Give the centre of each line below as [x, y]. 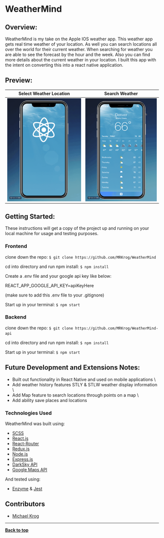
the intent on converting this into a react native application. [64, 65]
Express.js [22, 459]
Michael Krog [25, 516]
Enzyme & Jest [27, 488]
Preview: [19, 80]
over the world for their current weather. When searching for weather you [79, 49]
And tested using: [23, 479]
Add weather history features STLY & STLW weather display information [85, 384]
